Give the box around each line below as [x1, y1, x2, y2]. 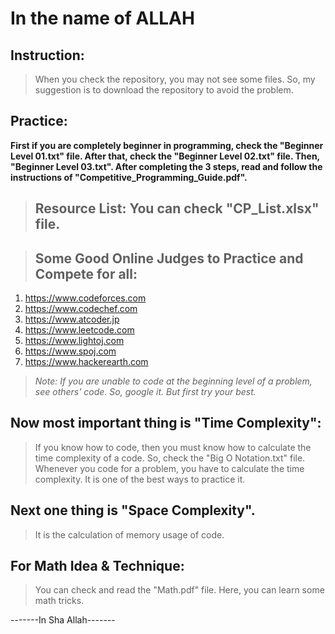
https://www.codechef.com [24, 303, 138, 315]
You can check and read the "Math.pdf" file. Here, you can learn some [34, 584, 325, 596]
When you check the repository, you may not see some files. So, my [34, 73, 316, 85]
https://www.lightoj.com [24, 335, 125, 347]
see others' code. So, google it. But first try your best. [34, 386, 257, 398]
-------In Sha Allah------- [10, 614, 116, 626]
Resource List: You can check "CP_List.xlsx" [34, 200, 320, 217]
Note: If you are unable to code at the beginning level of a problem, [34, 375, 313, 387]
